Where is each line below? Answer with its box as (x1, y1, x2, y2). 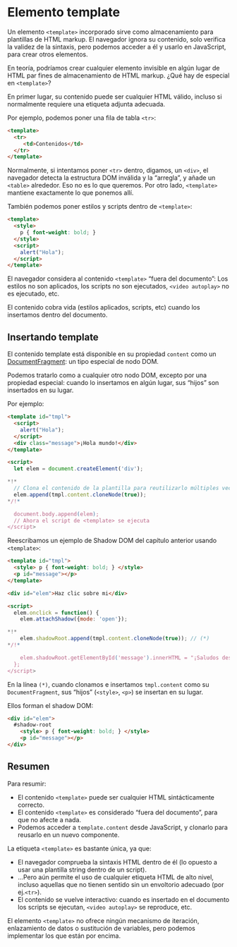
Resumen (7, 761, 50, 773)
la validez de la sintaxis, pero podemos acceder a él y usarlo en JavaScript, (7, 42, 226, 51)
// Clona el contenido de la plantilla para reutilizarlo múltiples (13, 484, 219, 491)
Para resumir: (7, 779, 47, 788)
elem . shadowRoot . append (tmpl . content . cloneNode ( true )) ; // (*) (20, 635, 210, 642)
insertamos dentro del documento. (7, 311, 108, 319)
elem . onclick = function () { (13, 609, 99, 616)
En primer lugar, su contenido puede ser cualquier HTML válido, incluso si (7, 92, 222, 101)
